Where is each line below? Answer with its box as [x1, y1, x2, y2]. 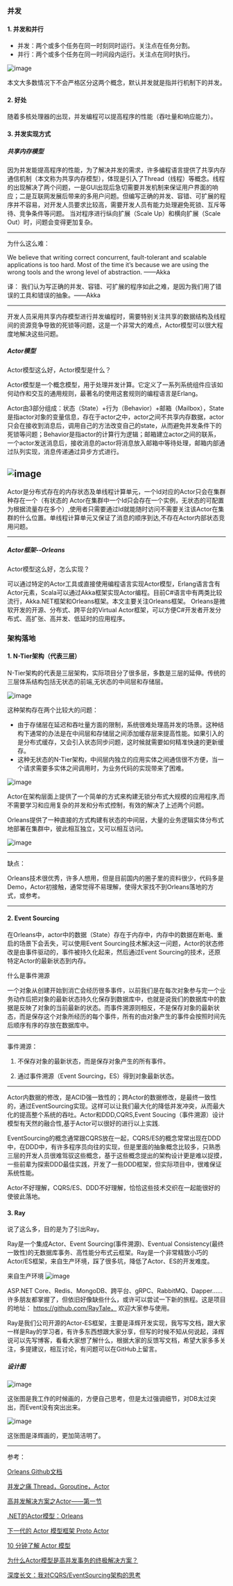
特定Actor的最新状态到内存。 [7, 956, 90, 965]
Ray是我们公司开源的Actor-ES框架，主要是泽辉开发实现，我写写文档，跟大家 [7, 1319, 226, 1327]
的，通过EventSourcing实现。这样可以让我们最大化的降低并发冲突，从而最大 [7, 1101, 225, 1110]
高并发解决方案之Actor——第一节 [7, 1497, 102, 1505]
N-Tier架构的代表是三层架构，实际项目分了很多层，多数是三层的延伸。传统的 [7, 668, 226, 677]
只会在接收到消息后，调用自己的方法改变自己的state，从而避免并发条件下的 [7, 421, 222, 429]
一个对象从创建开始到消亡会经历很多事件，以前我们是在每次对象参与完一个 [7, 986, 220, 994]
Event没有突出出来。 [25, 1403, 85, 1411]
